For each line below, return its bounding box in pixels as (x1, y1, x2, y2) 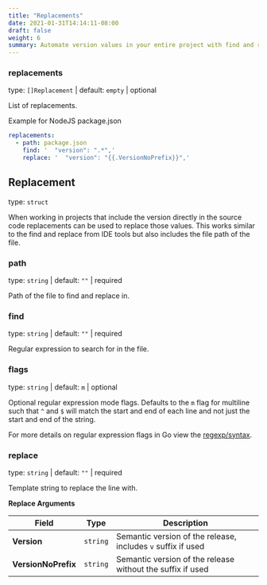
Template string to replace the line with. (8, 482, 138, 493)
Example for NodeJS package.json (8, 116, 122, 126)
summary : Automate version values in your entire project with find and (8, 41, 254, 49)
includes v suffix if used (116, 540, 205, 552)
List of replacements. (8, 101, 78, 110)
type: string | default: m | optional (8, 382, 118, 392)
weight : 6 (8, 33, 41, 42)
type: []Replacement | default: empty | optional (8, 85, 157, 95)
